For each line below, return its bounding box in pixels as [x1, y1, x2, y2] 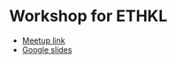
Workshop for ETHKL [9, 6, 168, 26]
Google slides [21, 44, 73, 54]
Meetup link [21, 35, 65, 46]
